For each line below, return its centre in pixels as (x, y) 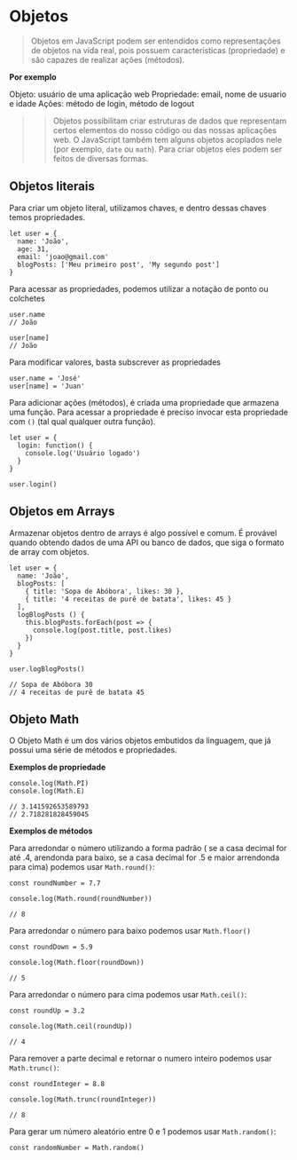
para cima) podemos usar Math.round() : (82, 867)
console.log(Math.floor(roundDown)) (77, 963)
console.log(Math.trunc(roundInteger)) (83, 1100)
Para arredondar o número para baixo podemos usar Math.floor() (130, 931)
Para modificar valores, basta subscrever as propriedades (115, 362)
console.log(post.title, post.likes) (102, 630)
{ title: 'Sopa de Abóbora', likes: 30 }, (105, 591)
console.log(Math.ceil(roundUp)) (71, 1027)
